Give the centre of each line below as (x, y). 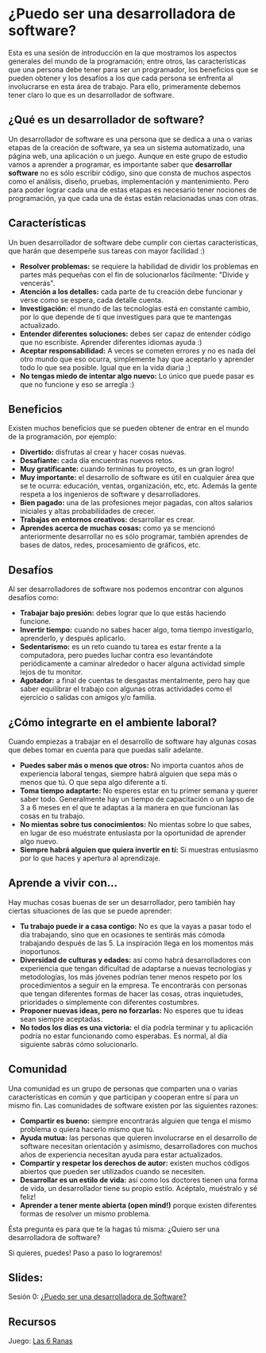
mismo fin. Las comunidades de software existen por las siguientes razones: (133, 1105)
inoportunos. (40, 951)
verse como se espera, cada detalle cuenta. (91, 300)
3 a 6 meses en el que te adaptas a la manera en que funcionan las (129, 808)
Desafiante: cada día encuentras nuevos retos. (97, 461)
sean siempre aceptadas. (61, 1019)
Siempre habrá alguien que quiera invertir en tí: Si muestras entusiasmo (139, 850)
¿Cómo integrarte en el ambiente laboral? (113, 723)
